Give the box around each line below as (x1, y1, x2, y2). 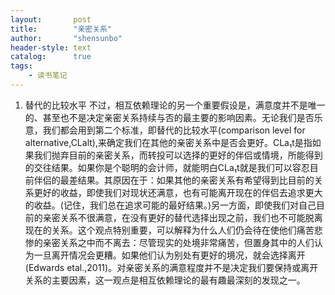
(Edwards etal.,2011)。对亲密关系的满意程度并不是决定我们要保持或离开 (24, 261, 319, 273)
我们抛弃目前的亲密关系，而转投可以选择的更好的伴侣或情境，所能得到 (33, 149, 323, 161)
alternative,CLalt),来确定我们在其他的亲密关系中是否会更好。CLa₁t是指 (24, 136, 313, 148)
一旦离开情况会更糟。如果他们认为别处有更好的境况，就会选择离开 (33, 249, 306, 261)
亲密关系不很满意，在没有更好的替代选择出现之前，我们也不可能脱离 (42, 211, 323, 223)
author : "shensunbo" (10, 33, 123, 43)
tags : (10, 61, 33, 71)
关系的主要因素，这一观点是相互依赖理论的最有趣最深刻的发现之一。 (24, 274, 306, 286)
